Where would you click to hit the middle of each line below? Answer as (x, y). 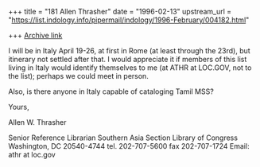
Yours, (19, 107)
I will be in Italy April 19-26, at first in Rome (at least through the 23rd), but (129, 50)
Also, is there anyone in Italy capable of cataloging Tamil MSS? (111, 91)
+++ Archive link (35, 35)
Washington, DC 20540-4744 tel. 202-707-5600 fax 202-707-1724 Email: (129, 146)
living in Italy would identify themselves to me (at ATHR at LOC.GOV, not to (130, 68)
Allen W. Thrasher (37, 122)
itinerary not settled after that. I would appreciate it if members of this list (128, 59)
